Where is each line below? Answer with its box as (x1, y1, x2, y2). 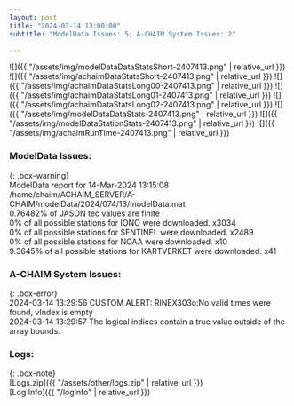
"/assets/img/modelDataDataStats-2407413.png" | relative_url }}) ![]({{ (20, 108, 278, 120)
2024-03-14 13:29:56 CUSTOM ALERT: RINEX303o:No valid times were (9, 297, 271, 307)
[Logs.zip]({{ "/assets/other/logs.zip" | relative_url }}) (9, 378, 203, 388)
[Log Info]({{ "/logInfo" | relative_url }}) (9, 387, 151, 398)
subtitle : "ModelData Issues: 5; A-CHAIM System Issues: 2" (9, 29, 237, 38)
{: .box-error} (9, 288, 58, 299)
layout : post (9, 12, 58, 22)
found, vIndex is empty (9, 306, 93, 317)
